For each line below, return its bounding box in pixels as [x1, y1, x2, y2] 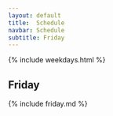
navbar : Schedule [8, 26, 65, 34]
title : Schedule [8, 19, 65, 27]
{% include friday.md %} [8, 99, 88, 109]
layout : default [8, 11, 61, 20]
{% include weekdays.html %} [8, 55, 106, 65]
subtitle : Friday [8, 33, 65, 42]
